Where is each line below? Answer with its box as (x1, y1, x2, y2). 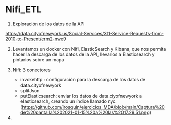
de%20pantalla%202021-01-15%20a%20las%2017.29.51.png (20, 109, 150, 115)
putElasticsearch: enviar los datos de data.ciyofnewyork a (20, 93, 142, 99)
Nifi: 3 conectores (12, 67, 51, 73)
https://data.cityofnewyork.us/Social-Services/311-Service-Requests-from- (5, 30, 164, 36)
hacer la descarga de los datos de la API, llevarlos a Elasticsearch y (12, 51, 155, 57)
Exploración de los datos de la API (12, 20, 85, 27)
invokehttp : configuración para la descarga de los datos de (20, 76, 146, 82)
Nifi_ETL (5, 4, 42, 15)
